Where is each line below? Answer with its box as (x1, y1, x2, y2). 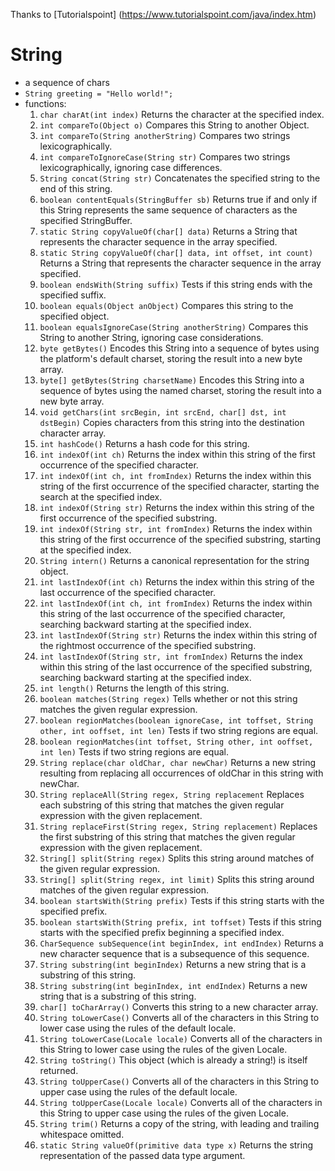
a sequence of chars (24, 76, 110, 88)
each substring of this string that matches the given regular (39, 799, 285, 811)
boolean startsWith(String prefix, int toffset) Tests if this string (39, 915, 322, 928)
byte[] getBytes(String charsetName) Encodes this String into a (39, 374, 305, 386)
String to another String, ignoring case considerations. (39, 331, 264, 343)
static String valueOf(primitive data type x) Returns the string (39, 1139, 314, 1151)
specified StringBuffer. (39, 214, 133, 226)
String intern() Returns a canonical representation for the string (39, 554, 310, 566)
